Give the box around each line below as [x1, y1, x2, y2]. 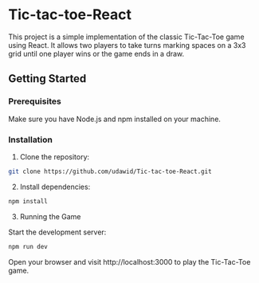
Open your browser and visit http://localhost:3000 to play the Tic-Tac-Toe [8, 257, 251, 266]
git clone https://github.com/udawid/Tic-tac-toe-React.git [8, 167, 213, 175]
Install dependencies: [19, 182, 91, 191]
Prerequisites [8, 96, 61, 107]
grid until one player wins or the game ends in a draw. [8, 49, 185, 58]
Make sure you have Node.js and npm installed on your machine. [8, 114, 222, 124]
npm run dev [8, 242, 48, 250]
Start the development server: [8, 227, 107, 237]
